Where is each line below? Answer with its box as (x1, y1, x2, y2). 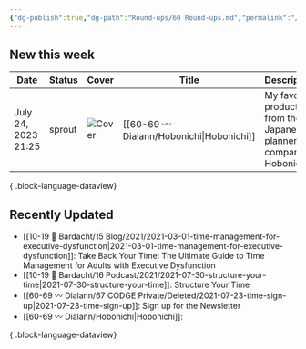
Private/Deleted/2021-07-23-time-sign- (138, 290, 287, 301)
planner (264, 135, 298, 147)
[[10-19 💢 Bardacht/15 (22, 231, 104, 242)
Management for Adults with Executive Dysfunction (22, 260, 216, 271)
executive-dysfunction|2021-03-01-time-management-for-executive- (22, 241, 284, 252)
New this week (9, 47, 96, 63)
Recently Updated (9, 206, 114, 223)
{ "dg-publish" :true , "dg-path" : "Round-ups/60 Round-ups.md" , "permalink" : (9, 13, 291, 23)
